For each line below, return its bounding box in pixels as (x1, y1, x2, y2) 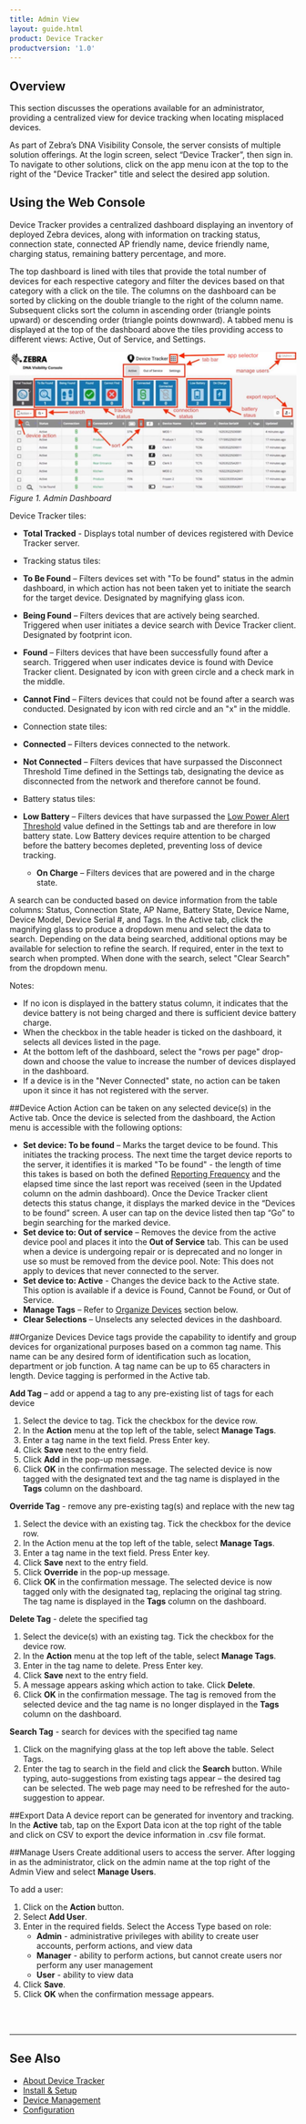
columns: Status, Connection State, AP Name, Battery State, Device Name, (9, 904, 290, 915)
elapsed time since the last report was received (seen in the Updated (22, 1178, 282, 1189)
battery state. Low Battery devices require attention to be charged (22, 830, 270, 841)
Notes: (9, 980, 35, 990)
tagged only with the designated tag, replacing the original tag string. (22, 1585, 282, 1596)
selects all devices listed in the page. (22, 1036, 161, 1047)
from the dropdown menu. (9, 962, 107, 973)
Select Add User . (22, 1911, 88, 1922)
